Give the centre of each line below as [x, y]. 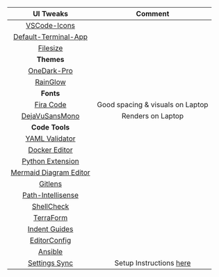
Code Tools [50, 127]
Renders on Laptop [153, 116]
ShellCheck [50, 206]
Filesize [50, 48]
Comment [153, 14]
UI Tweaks [50, 14]
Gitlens [51, 184]
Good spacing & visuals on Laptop [153, 105]
